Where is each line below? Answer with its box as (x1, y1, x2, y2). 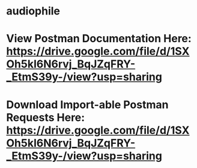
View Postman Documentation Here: (6, 32, 192, 46)
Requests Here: (6, 110, 85, 124)
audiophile (6, 4, 61, 18)
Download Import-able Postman (6, 98, 169, 111)
